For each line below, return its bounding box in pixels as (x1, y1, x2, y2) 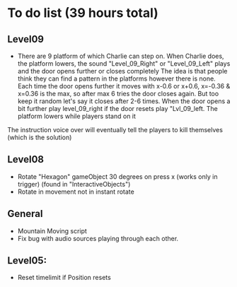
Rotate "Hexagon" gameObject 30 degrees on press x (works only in (17, 172, 218, 181)
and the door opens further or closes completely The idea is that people (17, 67, 228, 75)
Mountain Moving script (17, 226, 87, 235)
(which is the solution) (7, 133, 72, 141)
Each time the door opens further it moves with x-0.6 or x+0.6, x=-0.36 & (17, 82, 231, 90)
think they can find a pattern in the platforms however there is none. (17, 74, 216, 83)
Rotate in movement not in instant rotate (17, 187, 134, 196)
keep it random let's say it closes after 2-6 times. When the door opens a (17, 97, 231, 105)
